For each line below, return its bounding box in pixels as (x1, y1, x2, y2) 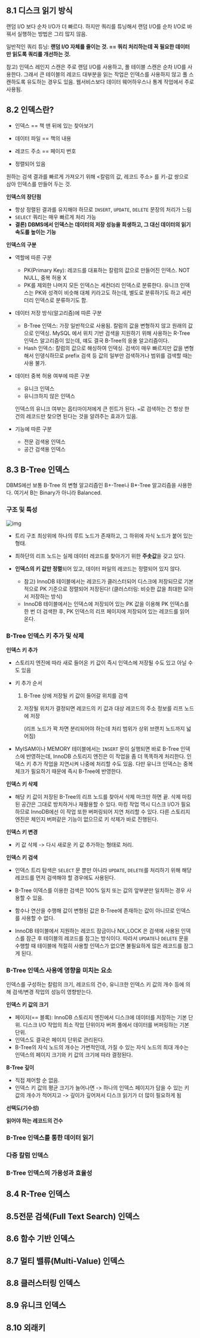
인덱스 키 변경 (6, 829, 38, 836)
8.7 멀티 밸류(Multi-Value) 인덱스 (6, 1256, 125, 1266)
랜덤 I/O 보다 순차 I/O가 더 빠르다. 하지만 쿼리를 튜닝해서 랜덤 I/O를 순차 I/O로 (6, 23, 186, 30)
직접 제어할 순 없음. (14, 1077, 60, 1084)
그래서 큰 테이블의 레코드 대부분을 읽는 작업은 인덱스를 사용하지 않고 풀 (23, 71, 188, 78)
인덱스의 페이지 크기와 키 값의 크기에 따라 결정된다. (14, 1051, 133, 1059)
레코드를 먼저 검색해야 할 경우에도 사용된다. (14, 874, 116, 881)
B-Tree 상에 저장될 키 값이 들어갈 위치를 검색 (23, 692, 128, 699)
